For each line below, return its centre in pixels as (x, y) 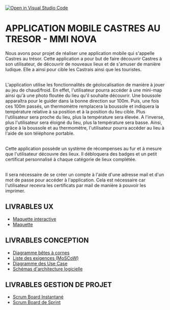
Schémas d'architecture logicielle (48, 269)
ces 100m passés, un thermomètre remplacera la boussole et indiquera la (82, 106)
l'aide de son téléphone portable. (40, 133)
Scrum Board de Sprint (37, 302)
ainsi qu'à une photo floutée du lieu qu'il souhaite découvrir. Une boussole (83, 95)
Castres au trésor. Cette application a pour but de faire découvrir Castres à (83, 58)
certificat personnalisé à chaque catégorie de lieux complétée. (71, 159)
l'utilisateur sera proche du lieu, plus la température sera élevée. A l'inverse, (85, 117)
